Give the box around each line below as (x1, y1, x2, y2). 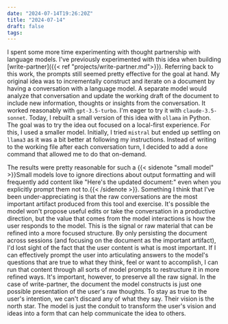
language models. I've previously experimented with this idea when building (7, 56, 221, 64)
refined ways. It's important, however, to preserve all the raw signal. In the (7, 273, 216, 281)
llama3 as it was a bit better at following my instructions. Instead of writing (7, 135, 217, 144)
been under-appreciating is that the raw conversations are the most (7, 193, 198, 201)
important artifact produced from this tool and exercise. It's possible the (7, 200, 210, 208)
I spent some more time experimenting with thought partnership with (7, 48, 201, 56)
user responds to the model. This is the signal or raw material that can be (7, 222, 214, 230)
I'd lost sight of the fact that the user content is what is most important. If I (7, 244, 216, 252)
